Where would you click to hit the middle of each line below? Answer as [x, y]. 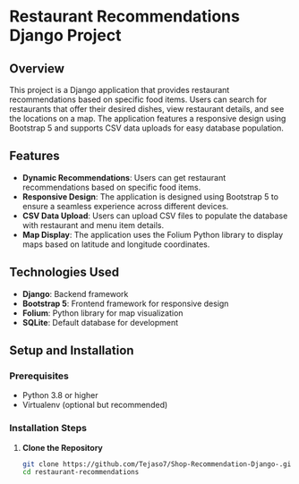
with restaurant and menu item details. [93, 225]
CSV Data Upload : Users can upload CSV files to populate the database [155, 216]
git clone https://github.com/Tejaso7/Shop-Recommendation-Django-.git [158, 464]
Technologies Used [64, 272]
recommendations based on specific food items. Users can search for [138, 99]
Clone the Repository [62, 447]
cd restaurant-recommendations [81, 472]
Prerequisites [39, 376]
